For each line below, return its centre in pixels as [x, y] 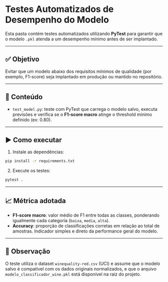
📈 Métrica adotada [35, 201]
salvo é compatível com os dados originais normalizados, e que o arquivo [81, 269]
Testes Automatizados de [59, 9]
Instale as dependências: [38, 152]
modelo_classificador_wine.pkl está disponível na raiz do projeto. [73, 274]
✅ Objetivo [22, 59]
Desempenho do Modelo [57, 20]
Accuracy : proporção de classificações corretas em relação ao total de [86, 226]
